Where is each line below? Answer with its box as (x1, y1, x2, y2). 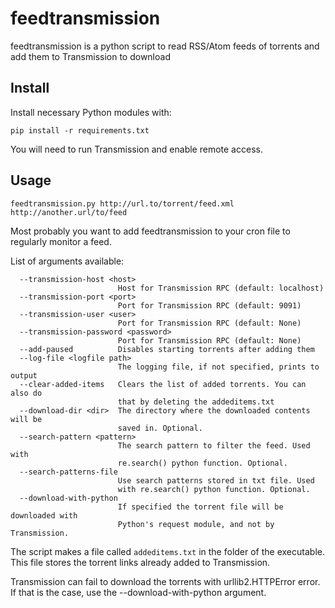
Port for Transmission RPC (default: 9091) (117, 300, 302, 311)
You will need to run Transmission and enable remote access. (10, 143, 263, 155)
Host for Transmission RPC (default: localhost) (117, 283, 325, 293)
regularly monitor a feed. (10, 235, 112, 247)
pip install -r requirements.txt (10, 125, 150, 136)
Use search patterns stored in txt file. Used (117, 475, 315, 486)
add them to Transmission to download (10, 50, 171, 62)
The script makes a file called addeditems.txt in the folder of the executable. (10, 545, 325, 557)
